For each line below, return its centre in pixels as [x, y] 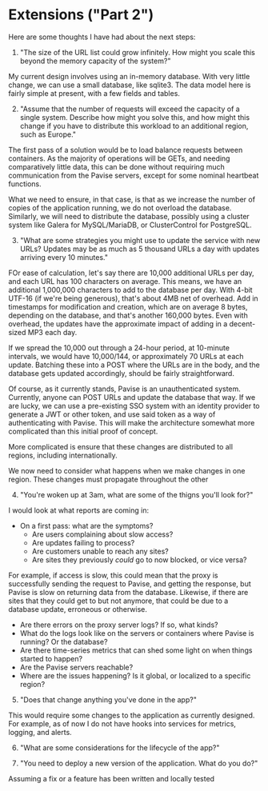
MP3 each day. [52, 332]
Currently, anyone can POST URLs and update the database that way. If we [132, 397]
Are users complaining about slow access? [102, 534]
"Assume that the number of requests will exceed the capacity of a [130, 109]
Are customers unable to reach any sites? [100, 551]
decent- [242, 324]
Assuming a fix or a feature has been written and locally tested [111, 778]
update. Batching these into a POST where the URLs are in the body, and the [134, 365]
